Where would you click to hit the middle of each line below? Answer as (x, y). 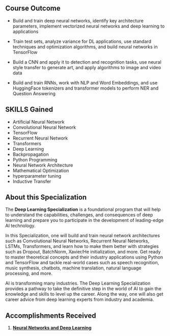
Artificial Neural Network (38, 122)
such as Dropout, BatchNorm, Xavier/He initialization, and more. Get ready (83, 252)
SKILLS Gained (29, 110)
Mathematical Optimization (41, 171)
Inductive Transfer (32, 181)
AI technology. (20, 226)
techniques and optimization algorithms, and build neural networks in (85, 47)
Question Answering (34, 93)
